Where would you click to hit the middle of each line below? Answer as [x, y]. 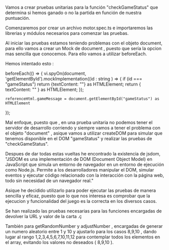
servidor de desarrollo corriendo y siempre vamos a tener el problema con [83, 128]
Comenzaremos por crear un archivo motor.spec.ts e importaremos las [79, 28]
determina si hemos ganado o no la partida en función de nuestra [73, 13]
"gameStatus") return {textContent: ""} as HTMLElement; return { [73, 84]
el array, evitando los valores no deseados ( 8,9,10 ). [59, 242]
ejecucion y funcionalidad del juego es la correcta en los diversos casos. [81, 201]
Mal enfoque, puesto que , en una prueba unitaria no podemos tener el [79, 122]
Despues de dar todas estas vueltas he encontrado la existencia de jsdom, [83, 154]
